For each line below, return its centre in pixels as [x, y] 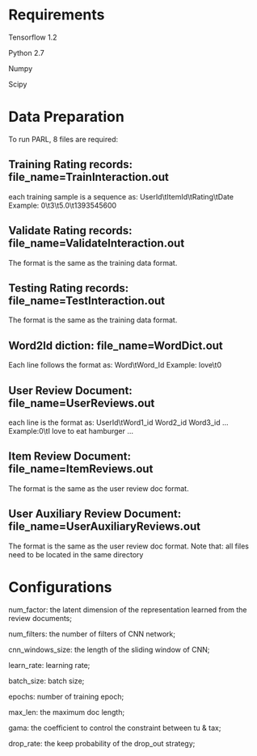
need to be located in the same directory [76, 554]
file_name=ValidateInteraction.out [97, 244]
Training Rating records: [71, 164]
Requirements [57, 15]
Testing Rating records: [69, 288]
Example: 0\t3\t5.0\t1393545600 [63, 205]
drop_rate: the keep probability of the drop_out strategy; [102, 743]
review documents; [40, 618]
